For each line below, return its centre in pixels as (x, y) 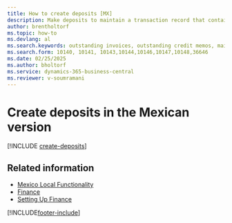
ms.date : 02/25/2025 (37, 59)
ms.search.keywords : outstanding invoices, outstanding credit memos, (111, 46)
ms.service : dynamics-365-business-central (71, 71)
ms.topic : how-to (32, 33)
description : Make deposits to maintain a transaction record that (106, 20)
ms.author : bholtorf (37, 65)
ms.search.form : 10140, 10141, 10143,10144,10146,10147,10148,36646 (108, 53)
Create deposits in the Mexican (98, 112)
